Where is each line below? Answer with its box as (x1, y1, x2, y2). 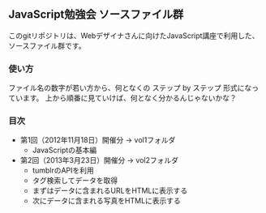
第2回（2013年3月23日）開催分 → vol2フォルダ (19, 155, 179, 165)
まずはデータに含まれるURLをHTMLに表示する (32, 185, 188, 196)
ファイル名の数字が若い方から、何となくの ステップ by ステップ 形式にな (8, 83, 252, 93)
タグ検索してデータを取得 (32, 176, 118, 185)
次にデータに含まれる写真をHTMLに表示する (32, 196, 181, 206)
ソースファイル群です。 (8, 40, 86, 50)
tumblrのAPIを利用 (32, 165, 95, 176)
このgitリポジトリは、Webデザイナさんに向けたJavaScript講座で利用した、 (8, 31, 260, 40)
